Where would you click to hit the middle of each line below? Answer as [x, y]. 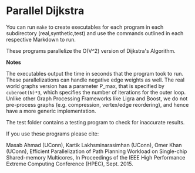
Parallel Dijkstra [45, 11]
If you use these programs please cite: [53, 134]
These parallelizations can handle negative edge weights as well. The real [95, 80]
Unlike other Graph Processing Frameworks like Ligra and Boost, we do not [97, 99]
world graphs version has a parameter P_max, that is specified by [85, 86]
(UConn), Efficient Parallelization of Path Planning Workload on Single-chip [97, 151]
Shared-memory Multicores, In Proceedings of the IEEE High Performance [96, 157]
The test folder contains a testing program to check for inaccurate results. [95, 122]
